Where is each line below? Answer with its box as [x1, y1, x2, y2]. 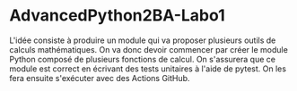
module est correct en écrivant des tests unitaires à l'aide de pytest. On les [9, 63, 287, 74]
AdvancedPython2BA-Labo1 [9, 5, 226, 26]
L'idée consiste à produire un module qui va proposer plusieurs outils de [9, 35, 276, 45]
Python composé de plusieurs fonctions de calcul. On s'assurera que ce [9, 54, 276, 64]
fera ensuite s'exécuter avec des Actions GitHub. [9, 72, 190, 83]
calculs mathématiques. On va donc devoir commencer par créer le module [9, 44, 289, 54]
